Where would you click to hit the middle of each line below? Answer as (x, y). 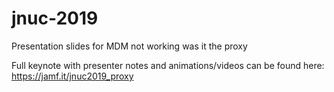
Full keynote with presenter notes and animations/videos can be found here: (168, 65)
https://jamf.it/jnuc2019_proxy (72, 76)
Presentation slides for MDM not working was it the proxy (129, 46)
